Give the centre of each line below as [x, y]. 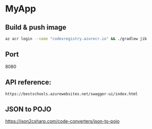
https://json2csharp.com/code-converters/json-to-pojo [62, 121]
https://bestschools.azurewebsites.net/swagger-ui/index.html [71, 94]
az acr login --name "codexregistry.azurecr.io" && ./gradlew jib [76, 39]
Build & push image [36, 27]
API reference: [28, 83]
